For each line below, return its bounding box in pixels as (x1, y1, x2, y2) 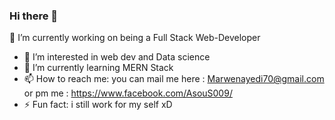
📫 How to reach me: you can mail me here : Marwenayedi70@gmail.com (23, 73, 325, 85)
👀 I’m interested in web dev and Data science (23, 51, 211, 63)
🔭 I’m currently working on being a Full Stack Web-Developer (9, 32, 261, 44)
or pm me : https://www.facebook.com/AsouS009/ (23, 87, 233, 99)
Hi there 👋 (9, 9, 59, 23)
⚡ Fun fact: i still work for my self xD (23, 99, 173, 111)
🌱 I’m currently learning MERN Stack (23, 62, 174, 74)
